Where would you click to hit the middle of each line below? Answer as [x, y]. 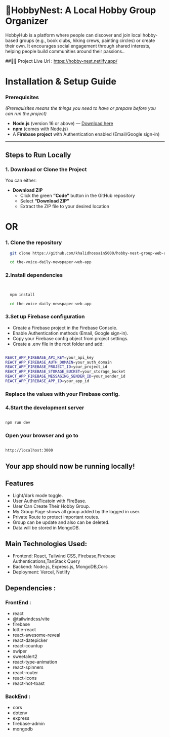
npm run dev [18, 423]
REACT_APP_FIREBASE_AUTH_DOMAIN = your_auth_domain [59, 362]
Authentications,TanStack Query [46, 561]
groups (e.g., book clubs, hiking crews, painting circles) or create [87, 40]
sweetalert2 [25, 656]
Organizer [27, 21]
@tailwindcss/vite [31, 619]
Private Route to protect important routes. [56, 517]
